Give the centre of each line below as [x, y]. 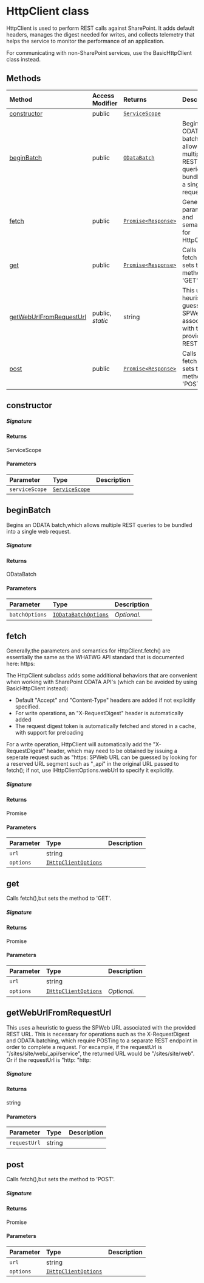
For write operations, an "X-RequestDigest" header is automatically [99, 713]
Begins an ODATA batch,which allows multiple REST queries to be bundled [99, 525]
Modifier [105, 103]
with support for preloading [49, 733]
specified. [28, 707]
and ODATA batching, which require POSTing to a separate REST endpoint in [102, 1041]
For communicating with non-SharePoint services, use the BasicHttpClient [99, 52]
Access [103, 96]
